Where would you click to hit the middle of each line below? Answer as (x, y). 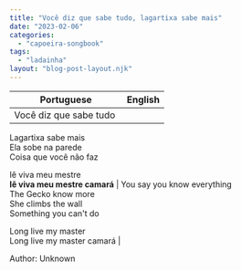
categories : (32, 35)
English (143, 99)
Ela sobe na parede (46, 147)
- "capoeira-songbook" (61, 43)
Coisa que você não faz (54, 157)
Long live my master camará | (65, 240)
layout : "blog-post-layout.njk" (71, 69)
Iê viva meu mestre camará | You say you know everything (121, 184)
